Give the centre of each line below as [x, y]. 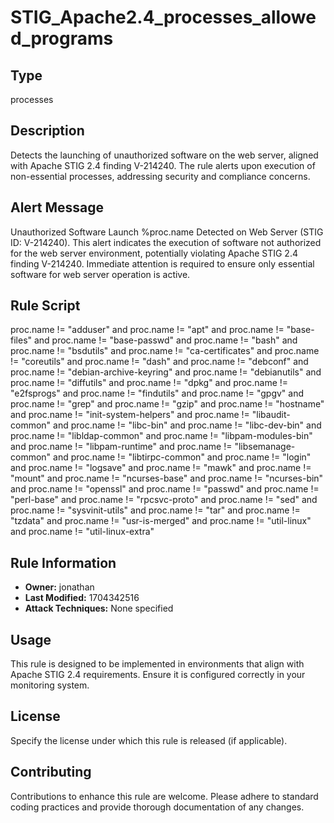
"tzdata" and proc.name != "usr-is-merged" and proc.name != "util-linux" [161, 521]
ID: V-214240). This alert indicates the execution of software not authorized [166, 242]
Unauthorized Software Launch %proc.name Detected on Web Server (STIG [167, 232]
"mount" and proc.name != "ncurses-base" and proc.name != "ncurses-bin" [167, 478]
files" [21, 340]
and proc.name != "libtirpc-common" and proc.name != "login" [182, 457]
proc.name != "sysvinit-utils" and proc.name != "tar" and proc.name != [155, 510]
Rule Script [45, 306]
